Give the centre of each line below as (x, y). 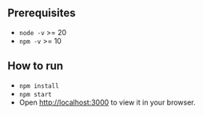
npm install (39, 86)
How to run (36, 66)
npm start (36, 94)
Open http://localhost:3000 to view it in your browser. (107, 102)
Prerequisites (42, 13)
